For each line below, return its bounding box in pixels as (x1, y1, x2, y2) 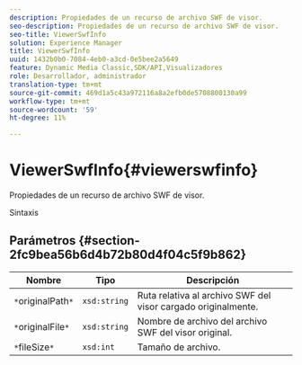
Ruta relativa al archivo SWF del (137, 289, 271, 301)
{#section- (78, 233, 141, 248)
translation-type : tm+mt (9, 80, 102, 89)
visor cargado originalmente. (137, 300, 259, 313)
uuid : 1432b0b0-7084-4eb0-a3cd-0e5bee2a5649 (9, 55, 179, 64)
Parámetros (9, 233, 76, 248)
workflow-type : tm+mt (9, 96, 91, 106)
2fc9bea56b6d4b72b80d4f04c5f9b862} (9, 247, 247, 263)
